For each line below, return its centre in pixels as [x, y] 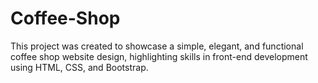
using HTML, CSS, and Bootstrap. [79, 67]
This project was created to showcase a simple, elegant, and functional [157, 46]
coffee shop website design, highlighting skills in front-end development [159, 56]
